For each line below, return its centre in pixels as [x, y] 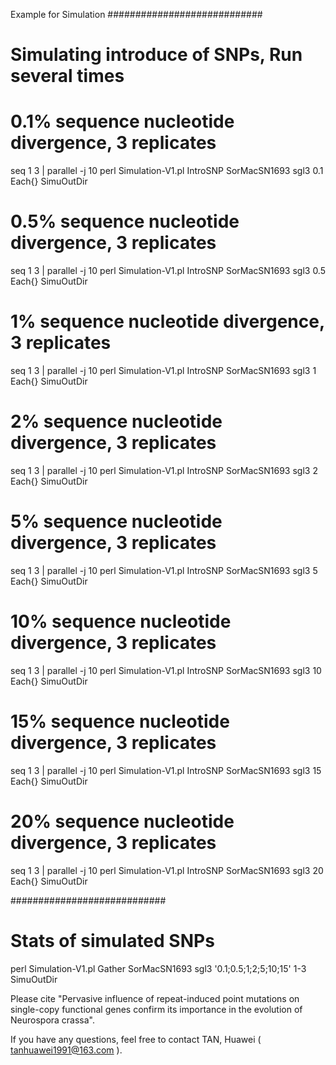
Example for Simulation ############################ [136, 14]
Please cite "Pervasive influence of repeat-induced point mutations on [155, 998]
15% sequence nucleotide [120, 721]
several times [67, 76]
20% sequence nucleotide [122, 821]
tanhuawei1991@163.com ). [66, 1050]
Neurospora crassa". [53, 1020]
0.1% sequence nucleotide [122, 121]
